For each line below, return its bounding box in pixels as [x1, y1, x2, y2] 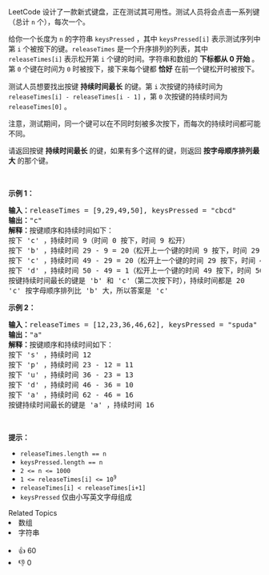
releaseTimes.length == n [19, 450, 106, 458]
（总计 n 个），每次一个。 [8, 17, 90, 26]
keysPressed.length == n [19, 458, 103, 467]
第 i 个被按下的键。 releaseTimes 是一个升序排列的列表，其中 [8, 44, 208, 54]
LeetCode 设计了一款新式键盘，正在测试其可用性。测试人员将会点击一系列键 [8, 7, 260, 16]
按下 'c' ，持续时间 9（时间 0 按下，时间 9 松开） [8, 236, 190, 245]
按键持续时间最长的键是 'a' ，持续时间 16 [8, 400, 155, 409]
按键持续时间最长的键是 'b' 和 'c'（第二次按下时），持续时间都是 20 [8, 276, 246, 285]
